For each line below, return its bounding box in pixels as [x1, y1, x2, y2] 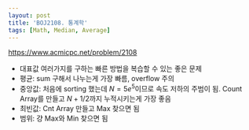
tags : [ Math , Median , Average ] [8, 26, 111, 34]
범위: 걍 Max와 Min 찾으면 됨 [19, 113, 108, 123]
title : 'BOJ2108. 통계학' [8, 19, 88, 27]
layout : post [8, 11, 51, 20]
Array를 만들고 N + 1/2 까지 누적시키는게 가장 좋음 [19, 94, 171, 103]
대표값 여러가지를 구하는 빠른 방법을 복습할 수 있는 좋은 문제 [19, 64, 203, 73]
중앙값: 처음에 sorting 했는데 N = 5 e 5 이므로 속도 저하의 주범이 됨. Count [19, 83, 243, 94]
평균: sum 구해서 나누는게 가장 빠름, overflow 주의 [19, 74, 175, 84]
